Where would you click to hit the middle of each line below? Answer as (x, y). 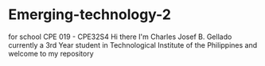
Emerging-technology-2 (90, 15)
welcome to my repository (51, 53)
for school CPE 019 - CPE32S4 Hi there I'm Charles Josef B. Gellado (120, 37)
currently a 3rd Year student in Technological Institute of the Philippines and (133, 45)
